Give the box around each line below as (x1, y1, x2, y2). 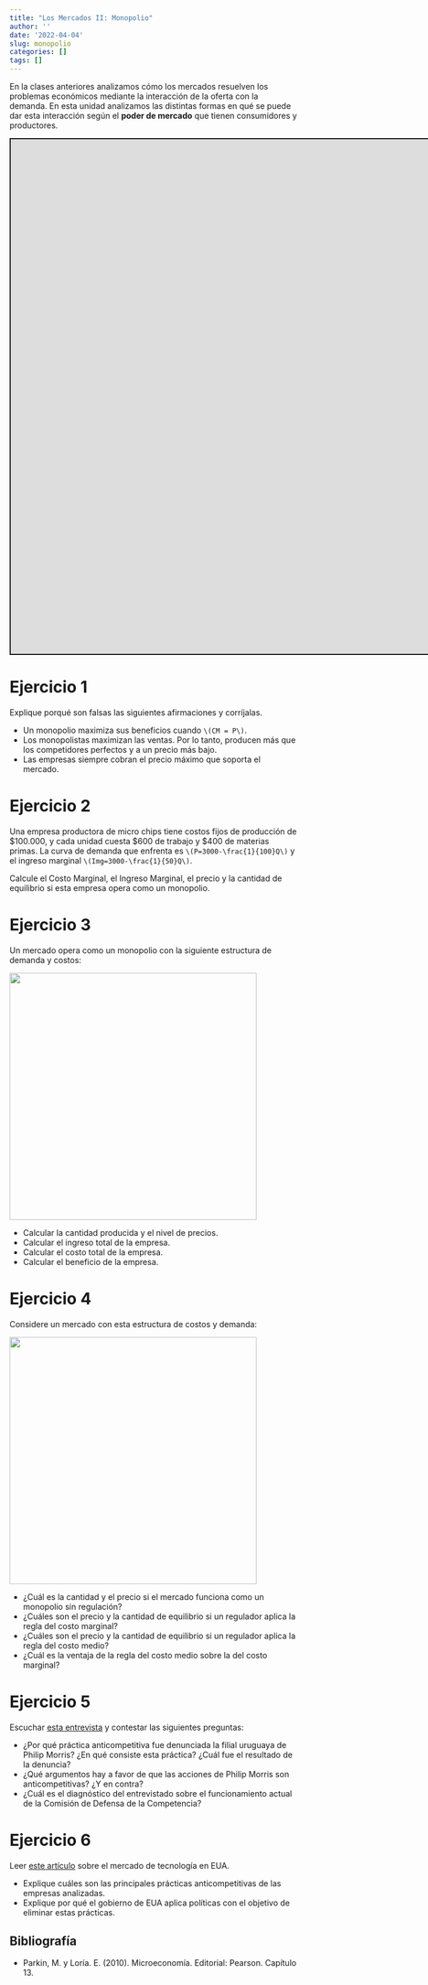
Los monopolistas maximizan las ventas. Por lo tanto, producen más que (22, 734, 296, 746)
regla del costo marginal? (22, 1620, 119, 1631)
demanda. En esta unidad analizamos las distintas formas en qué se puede (9, 101, 292, 111)
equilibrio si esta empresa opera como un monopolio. (9, 882, 210, 893)
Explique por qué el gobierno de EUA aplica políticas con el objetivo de (22, 1897, 291, 1908)
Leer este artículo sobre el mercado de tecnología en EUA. (9, 1860, 230, 1871)
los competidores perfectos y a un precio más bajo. (22, 744, 218, 755)
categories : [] (9, 48, 68, 57)
